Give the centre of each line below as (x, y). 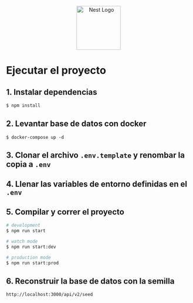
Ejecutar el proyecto (56, 71)
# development (23, 226)
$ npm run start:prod (33, 263)
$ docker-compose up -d (35, 137)
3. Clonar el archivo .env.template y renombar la (95, 155)
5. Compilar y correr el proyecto (65, 212)
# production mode (28, 257)
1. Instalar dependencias (52, 92)
